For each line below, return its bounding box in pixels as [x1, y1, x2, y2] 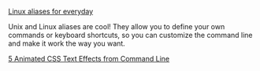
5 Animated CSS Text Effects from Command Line [8, 54, 170, 63]
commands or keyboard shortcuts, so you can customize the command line [8, 31, 253, 39]
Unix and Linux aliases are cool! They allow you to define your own [8, 22, 225, 31]
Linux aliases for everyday [8, 7, 94, 16]
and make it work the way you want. [8, 39, 126, 48]
